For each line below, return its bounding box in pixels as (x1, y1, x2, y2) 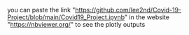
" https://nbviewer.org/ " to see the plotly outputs (7, 21, 146, 28)
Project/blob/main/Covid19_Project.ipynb (7, 13, 125, 21)
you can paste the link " (7, 6, 76, 14)
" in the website (124, 13, 170, 21)
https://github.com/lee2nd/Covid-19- (75, 6, 182, 14)
